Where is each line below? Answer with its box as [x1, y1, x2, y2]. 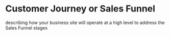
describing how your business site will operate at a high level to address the [5, 19, 165, 25]
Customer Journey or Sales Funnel [5, 3, 156, 14]
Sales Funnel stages [5, 24, 47, 30]
